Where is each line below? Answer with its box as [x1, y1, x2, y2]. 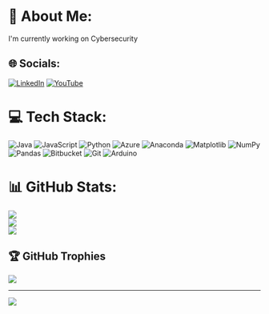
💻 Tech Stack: [8, 107, 107, 126]
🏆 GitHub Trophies [8, 250, 106, 264]
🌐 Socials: [8, 57, 61, 70]
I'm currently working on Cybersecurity [8, 34, 139, 43]
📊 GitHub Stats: [8, 178, 118, 195]
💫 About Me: [8, 7, 93, 26]
